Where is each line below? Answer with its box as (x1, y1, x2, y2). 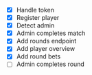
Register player (16, 14, 60, 22)
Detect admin (16, 21, 55, 30)
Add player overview (16, 45, 76, 53)
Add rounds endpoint (16, 37, 77, 45)
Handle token (16, 6, 55, 14)
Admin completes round (16, 60, 85, 68)
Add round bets (16, 52, 61, 61)
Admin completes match (16, 29, 86, 37)
